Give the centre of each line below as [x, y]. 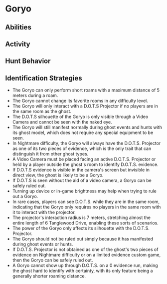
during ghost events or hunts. [43, 244]
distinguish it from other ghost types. [50, 154]
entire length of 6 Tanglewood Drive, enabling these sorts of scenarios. [85, 223]
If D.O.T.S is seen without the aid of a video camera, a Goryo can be [82, 180]
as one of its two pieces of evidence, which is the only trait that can [82, 148]
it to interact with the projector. [44, 212]
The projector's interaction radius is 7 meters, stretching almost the [82, 217]
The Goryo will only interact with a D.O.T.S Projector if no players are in [85, 106]
